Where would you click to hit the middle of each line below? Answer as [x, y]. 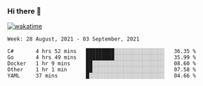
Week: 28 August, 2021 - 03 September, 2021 [73, 39]
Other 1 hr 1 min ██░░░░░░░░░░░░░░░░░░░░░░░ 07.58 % [102, 70]
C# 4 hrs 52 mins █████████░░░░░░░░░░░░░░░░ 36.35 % [102, 52]
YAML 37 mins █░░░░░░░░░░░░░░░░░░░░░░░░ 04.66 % [102, 76]
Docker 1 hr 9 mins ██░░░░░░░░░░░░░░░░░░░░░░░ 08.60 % [102, 64]
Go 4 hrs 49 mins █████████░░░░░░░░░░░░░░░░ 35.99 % [102, 58]
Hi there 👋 [25, 11]
